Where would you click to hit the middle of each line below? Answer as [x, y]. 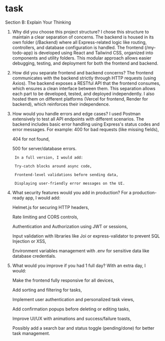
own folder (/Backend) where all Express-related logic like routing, [79, 42]
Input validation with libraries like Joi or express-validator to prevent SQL [86, 236]
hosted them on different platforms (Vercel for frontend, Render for [80, 99]
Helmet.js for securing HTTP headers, [51, 207]
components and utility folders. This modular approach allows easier [82, 58]
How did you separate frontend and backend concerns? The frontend [83, 72]
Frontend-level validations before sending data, [66, 175]
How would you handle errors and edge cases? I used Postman [76, 113]
